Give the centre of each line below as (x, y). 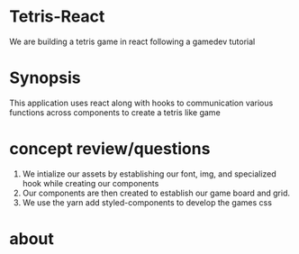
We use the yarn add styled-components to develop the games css (147, 202)
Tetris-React (57, 17)
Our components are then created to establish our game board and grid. (156, 193)
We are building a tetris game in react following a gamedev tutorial (132, 41)
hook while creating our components (91, 183)
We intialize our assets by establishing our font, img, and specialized (149, 174)
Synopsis (45, 78)
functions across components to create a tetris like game (115, 112)
